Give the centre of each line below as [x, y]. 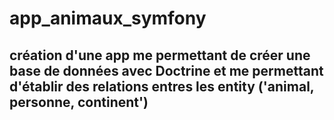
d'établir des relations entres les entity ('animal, [162, 86]
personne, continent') [79, 102]
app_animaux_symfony [108, 18]
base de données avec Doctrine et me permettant [166, 70]
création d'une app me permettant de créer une [160, 55]
